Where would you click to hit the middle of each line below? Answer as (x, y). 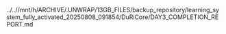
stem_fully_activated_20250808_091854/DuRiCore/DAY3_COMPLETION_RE (113, 17)
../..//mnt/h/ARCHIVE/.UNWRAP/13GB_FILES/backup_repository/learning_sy (113, 10)
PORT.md (20, 24)
